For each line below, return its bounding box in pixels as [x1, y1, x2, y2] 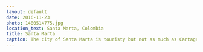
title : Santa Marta [6, 31, 56, 37]
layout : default [6, 8, 47, 15]
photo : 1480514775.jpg [6, 20, 63, 26]
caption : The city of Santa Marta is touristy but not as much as [6, 36, 177, 42]
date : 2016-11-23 [6, 14, 50, 20]
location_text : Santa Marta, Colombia [6, 25, 104, 32]
